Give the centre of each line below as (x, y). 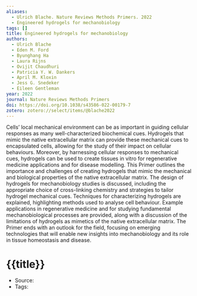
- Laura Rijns (29, 61)
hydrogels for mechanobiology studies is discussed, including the (86, 184)
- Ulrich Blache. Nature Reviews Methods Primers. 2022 (82, 17)
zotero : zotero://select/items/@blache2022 (61, 110)
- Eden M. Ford (30, 50)
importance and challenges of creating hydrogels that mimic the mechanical (99, 171)
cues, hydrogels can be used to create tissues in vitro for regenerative (92, 159)
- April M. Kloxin (34, 77)
